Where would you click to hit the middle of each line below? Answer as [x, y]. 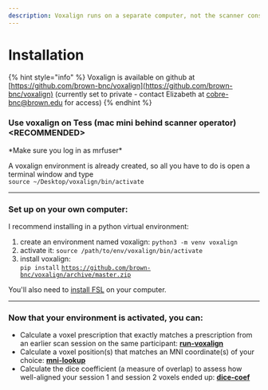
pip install [39, 268]
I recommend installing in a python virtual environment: [99, 227]
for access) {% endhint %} [108, 102]
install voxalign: [45, 259]
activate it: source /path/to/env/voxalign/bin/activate [111, 251]
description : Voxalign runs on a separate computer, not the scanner [126, 16]
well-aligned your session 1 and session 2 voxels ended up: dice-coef [135, 377]
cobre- [217, 94]
